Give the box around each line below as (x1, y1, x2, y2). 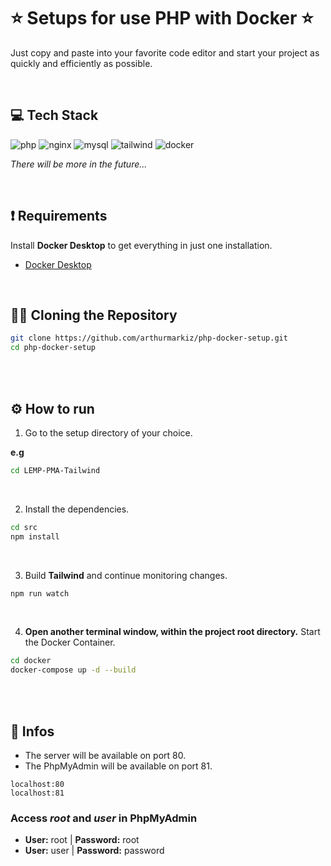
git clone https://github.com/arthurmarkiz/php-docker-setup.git (10, 333, 288, 344)
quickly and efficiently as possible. (10, 57, 153, 69)
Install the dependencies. (24, 503, 130, 515)
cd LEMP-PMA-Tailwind (10, 465, 101, 475)
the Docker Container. (24, 636, 116, 649)
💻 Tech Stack (10, 107, 99, 124)
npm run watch (10, 588, 70, 599)
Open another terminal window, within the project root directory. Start (24, 626, 321, 638)
